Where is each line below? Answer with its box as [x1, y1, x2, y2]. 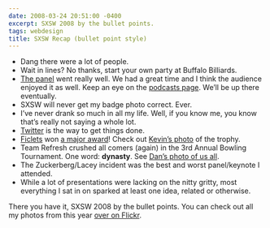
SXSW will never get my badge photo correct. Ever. [20, 100, 193, 110]
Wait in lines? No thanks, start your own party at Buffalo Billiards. [20, 66, 237, 75]
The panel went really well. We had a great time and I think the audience [20, 74, 263, 84]
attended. [20, 169, 53, 179]
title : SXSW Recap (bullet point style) [8, 34, 148, 43]
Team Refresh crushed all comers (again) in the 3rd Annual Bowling [20, 143, 246, 153]
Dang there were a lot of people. [20, 57, 129, 67]
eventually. [20, 91, 57, 101]
